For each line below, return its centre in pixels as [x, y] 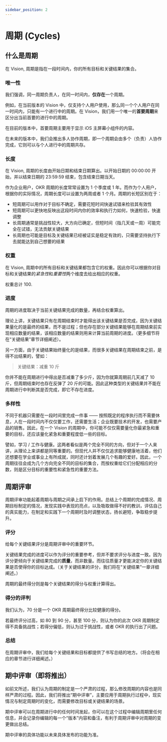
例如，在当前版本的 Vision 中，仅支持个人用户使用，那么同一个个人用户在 [80, 105]
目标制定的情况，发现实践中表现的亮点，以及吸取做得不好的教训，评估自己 [85, 505]
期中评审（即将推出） [38, 676]
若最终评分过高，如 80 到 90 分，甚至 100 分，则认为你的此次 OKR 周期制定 [83, 620]
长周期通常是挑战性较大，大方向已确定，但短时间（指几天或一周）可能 [84, 223]
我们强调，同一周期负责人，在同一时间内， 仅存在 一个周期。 [66, 94]
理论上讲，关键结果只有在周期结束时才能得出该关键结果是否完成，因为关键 [81, 321]
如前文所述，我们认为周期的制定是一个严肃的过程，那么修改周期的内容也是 [81, 688]
